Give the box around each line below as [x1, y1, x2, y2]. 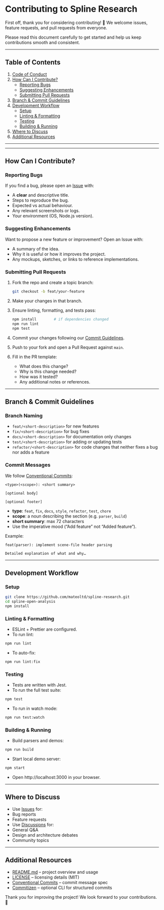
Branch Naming [5, 412, 43, 419]
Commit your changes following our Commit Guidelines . [12, 335, 124, 341]
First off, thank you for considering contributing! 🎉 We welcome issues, [5, 20, 148, 25]
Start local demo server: [12, 756, 61, 762]
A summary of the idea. [12, 246, 60, 251]
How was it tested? [19, 373, 58, 380]
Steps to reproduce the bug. [12, 197, 69, 204]
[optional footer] [5, 499, 42, 504]
